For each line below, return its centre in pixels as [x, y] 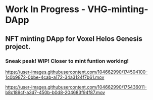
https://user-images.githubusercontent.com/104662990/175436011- [76, 87]
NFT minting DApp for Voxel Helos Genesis [74, 39]
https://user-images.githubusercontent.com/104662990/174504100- [76, 72]
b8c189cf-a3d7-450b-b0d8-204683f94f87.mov [55, 92]
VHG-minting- [118, 9]
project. [18, 46]
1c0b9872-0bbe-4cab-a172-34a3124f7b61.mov [55, 77]
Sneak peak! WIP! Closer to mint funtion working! [67, 61]
